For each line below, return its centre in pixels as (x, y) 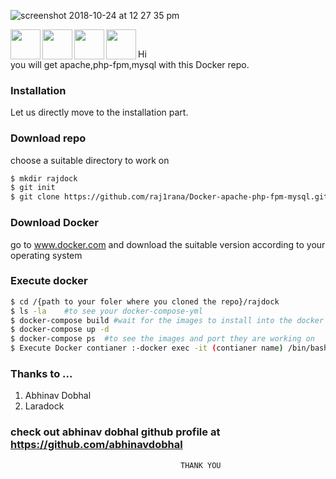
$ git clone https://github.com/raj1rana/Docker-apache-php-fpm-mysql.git (169, 197)
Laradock (44, 406)
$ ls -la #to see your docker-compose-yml (106, 311)
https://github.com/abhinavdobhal (96, 445)
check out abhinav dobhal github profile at (115, 432)
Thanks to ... (41, 373)
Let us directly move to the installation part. (99, 112)
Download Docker (55, 223)
